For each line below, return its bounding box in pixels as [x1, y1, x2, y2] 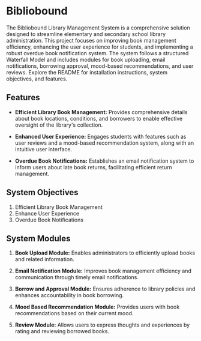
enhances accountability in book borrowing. [14, 292, 124, 299]
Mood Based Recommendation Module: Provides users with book [14, 303, 180, 310]
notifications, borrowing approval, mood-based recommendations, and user [6, 62, 194, 70]
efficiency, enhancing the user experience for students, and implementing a [6, 43, 193, 50]
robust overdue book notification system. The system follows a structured [6, 49, 189, 56]
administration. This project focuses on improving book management [6, 37, 177, 44]
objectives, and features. [6, 75, 68, 82]
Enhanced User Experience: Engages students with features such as [14, 133, 187, 140]
